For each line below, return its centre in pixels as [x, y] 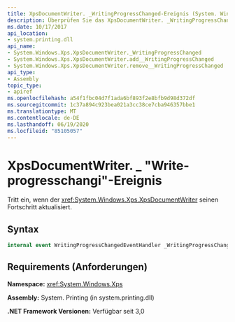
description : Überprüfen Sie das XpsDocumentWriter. [86, 20]
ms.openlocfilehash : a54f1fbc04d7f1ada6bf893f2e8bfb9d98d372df [101, 99]
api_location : [28, 33]
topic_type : [24, 85]
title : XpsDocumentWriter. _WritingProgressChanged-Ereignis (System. [112, 14]
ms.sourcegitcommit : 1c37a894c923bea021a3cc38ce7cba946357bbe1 [101, 105]
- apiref [20, 92]
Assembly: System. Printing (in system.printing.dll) [81, 297]
